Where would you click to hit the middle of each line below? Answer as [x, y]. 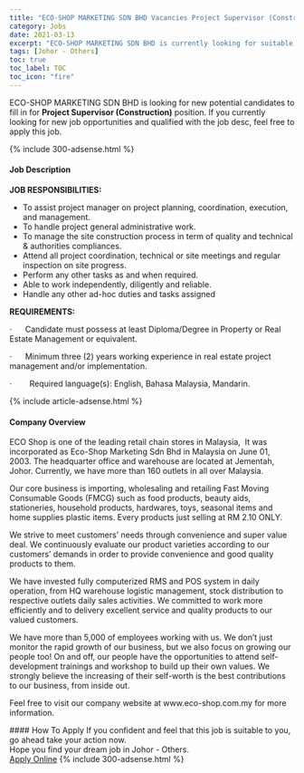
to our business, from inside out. [70, 686]
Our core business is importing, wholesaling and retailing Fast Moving [139, 488]
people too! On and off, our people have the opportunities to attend [134, 657]
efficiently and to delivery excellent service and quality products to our [141, 610]
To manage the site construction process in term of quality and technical [158, 236]
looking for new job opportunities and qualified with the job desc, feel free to [152, 121]
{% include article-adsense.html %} [76, 401]
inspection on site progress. [74, 265]
